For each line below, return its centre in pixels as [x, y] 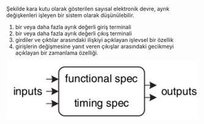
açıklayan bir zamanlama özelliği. [57, 53]
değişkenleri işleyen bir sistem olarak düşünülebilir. [70, 15]
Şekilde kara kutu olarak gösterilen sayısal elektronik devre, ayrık [88, 9]
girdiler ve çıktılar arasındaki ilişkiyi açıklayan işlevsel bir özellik [94, 40]
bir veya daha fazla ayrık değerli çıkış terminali [74, 33]
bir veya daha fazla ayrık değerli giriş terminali [73, 27]
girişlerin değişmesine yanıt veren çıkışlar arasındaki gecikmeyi [94, 46]
